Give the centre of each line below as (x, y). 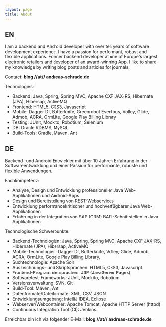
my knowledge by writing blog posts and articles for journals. (68, 67)
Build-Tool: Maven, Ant (35, 288)
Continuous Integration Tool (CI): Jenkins (54, 310)
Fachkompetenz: (22, 181)
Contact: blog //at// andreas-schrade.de (47, 77)
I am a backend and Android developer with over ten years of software (77, 46)
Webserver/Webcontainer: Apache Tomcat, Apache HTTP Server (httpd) (86, 304)
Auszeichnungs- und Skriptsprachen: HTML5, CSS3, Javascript (77, 268)
